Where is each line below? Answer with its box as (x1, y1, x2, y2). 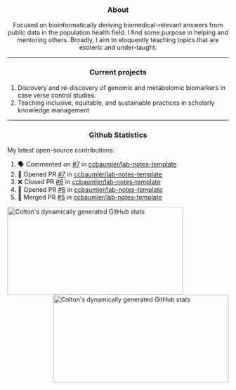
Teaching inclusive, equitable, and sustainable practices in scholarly (17, 98, 215, 107)
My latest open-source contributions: (7, 145, 115, 154)
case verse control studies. (17, 91, 96, 99)
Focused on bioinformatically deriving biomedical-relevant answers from (13, 21, 223, 30)
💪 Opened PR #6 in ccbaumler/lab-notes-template (17, 185, 163, 194)
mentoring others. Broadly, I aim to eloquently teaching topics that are (17, 36, 219, 44)
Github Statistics (88, 130, 147, 140)
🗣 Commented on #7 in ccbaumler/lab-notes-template (17, 160, 177, 168)
